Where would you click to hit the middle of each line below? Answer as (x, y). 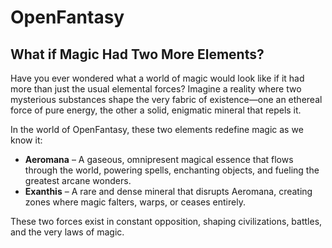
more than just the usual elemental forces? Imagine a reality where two (156, 89)
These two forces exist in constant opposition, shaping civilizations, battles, (166, 221)
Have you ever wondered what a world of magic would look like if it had (157, 78)
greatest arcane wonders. (78, 180)
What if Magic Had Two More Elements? (137, 54)
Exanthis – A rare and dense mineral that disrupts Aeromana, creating (168, 191)
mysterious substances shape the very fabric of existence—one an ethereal (166, 99)
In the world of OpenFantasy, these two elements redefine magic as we (157, 129)
